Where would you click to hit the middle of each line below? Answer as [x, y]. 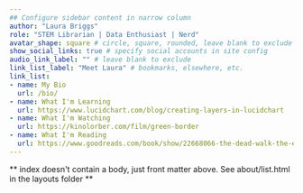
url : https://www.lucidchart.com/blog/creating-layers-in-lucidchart [151, 110]
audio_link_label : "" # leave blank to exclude [101, 60]
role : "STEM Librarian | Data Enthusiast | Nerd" [105, 34]
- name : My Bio [38, 85]
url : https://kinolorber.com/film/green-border [109, 127]
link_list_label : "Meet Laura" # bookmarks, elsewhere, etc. [127, 69]
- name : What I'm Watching [60, 118]
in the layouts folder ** [51, 179]
